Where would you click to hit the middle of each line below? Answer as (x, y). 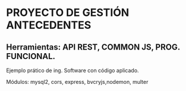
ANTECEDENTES (49, 25)
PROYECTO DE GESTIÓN (68, 13)
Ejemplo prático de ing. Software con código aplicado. (72, 70)
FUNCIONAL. (31, 56)
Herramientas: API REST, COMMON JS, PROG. (93, 47)
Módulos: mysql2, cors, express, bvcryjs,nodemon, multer (77, 82)
